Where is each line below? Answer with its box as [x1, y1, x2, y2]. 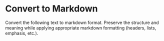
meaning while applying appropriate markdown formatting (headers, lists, [5, 24, 156, 30]
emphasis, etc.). [5, 30, 38, 36]
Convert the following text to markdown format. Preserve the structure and [5, 19, 159, 25]
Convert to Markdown [5, 3, 98, 14]
